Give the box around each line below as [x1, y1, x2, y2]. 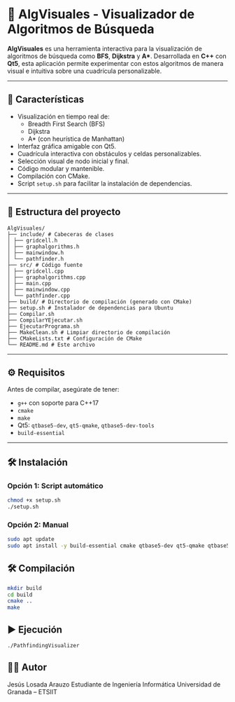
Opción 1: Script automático [7, 481, 104, 490]
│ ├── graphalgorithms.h [7, 243, 80, 250]
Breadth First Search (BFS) [27, 119, 106, 128]
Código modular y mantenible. [17, 164, 105, 172]
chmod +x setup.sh [7, 497, 61, 504]
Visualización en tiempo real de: [17, 112, 110, 121]
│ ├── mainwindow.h [7, 249, 64, 256]
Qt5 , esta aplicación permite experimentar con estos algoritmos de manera [7, 59, 224, 67]
